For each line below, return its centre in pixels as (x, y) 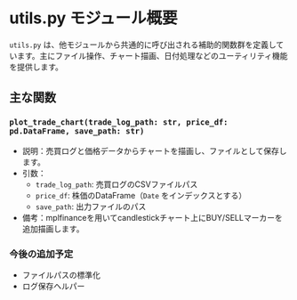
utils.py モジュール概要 (93, 18)
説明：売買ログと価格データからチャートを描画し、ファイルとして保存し (154, 150)
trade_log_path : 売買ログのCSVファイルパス (116, 184)
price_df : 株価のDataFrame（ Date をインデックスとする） (141, 195)
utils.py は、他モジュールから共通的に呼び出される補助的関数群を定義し (143, 45)
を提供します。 (36, 67)
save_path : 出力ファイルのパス (91, 207)
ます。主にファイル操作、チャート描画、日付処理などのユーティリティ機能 (152, 55)
